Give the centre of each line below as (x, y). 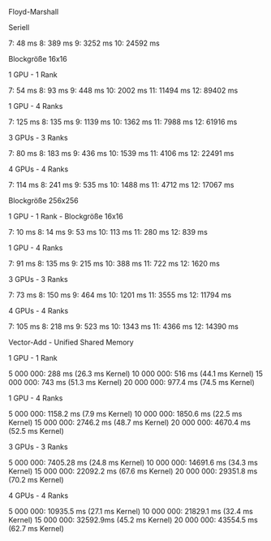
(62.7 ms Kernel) (37, 528)
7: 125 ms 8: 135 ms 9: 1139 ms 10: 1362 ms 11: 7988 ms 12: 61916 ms (123, 122)
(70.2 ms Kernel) (36, 480)
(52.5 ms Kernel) (37, 431)
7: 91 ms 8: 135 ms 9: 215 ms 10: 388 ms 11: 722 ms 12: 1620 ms (114, 264)
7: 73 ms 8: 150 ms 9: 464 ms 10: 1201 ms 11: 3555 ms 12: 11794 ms (120, 295)
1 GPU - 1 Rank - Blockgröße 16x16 (66, 216)
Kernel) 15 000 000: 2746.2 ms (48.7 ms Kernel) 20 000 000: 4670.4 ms (130, 422)
